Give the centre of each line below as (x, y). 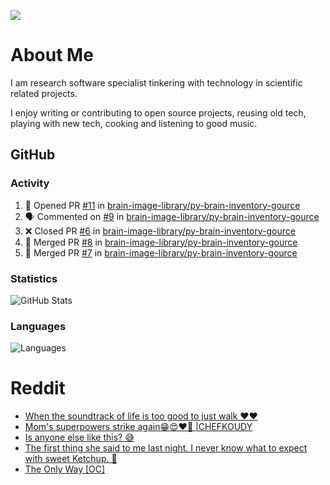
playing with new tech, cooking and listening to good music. (134, 123)
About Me (52, 55)
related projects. (44, 93)
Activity (30, 183)
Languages (38, 326)
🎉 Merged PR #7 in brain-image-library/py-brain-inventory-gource (161, 252)
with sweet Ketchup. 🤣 (71, 459)
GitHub (33, 155)
